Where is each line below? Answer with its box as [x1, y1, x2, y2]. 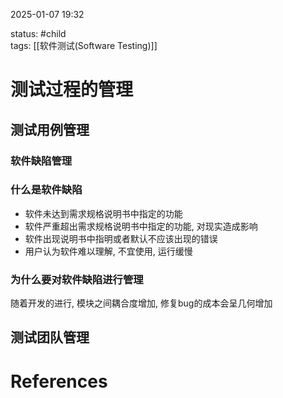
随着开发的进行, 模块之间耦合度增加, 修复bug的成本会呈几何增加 [10, 297, 273, 309]
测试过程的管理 [10, 79, 134, 101]
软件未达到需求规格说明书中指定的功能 [24, 207, 183, 219]
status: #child [10, 28, 67, 39]
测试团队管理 [10, 329, 90, 346]
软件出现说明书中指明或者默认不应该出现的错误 [24, 232, 218, 244]
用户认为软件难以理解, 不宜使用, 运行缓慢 [24, 245, 193, 257]
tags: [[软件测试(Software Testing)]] [10, 40, 158, 51]
